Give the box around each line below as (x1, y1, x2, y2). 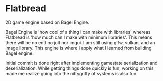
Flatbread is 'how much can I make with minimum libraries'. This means (5, 34, 153, 40)
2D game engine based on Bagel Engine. (5, 19, 89, 25)
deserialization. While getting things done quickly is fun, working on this (5, 65, 154, 71)
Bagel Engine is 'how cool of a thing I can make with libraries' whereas (5, 29, 151, 35)
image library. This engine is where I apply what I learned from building (5, 45, 152, 51)
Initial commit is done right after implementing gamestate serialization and (5, 60, 158, 66)
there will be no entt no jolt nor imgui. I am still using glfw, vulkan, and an (5, 39, 155, 45)
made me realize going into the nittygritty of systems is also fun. (5, 70, 138, 76)
